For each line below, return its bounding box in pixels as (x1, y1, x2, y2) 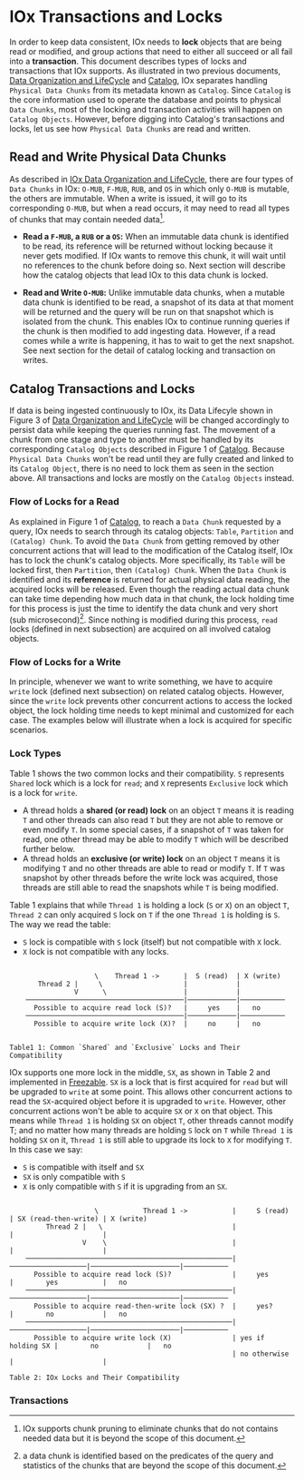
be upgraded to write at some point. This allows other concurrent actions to (9, 1086, 293, 1097)
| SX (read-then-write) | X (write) (9, 1214, 147, 1223)
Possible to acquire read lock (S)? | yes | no (33, 1003, 261, 1013)
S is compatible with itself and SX (22, 1161, 145, 1172)
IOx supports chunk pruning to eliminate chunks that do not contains (22, 1423, 279, 1435)
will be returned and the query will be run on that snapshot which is (22, 307, 274, 318)
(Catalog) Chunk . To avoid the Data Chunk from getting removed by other (9, 535, 280, 546)
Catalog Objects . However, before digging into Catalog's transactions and (9, 113, 285, 124)
